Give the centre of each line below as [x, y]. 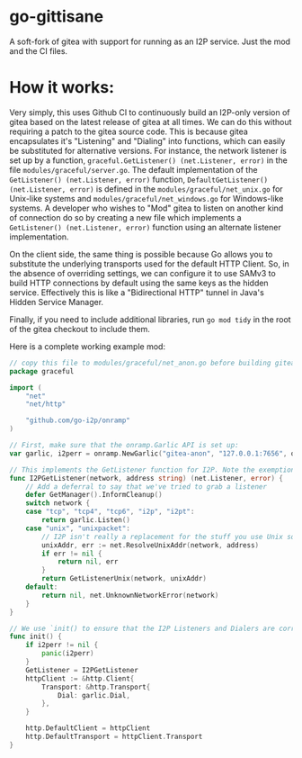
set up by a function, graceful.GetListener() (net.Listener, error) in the [148, 160]
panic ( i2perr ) [68, 654]
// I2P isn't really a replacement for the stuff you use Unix [162, 537]
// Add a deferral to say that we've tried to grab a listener [147, 487]
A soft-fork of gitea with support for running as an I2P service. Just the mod [150, 41]
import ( [26, 388]
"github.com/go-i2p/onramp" [78, 420]
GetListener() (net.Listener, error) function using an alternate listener [145, 227]
